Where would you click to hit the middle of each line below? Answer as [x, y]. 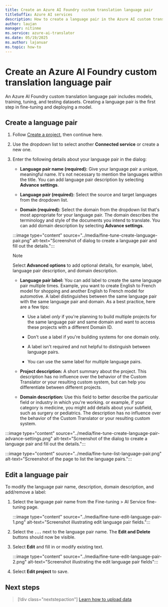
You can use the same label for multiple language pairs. [84, 362]
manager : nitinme [23, 29]
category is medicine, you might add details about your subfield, [86, 408]
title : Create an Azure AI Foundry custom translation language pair [79, 10]
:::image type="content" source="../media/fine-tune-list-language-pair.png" [83, 454]
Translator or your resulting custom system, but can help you [83, 382]
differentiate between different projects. [61, 387]
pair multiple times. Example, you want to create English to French [88, 286]
